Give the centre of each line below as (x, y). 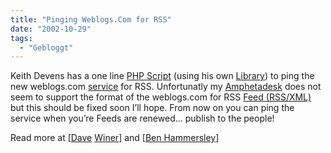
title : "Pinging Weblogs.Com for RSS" (91, 19)
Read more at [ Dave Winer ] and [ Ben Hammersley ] (115, 138)
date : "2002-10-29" (51, 29)
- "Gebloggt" (46, 47)
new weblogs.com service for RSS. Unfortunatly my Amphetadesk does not (166, 87)
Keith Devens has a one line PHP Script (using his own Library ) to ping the (162, 76)
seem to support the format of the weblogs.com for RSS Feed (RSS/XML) (161, 97)
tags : (21, 38)
